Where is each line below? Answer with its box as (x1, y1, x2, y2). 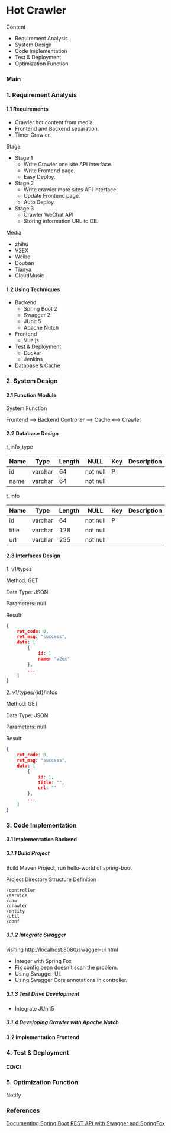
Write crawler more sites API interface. (23, 185, 118, 193)
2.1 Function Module (6, 392, 57, 399)
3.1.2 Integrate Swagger (6, 931, 66, 938)
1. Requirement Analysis (6, 90, 77, 99)
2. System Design (6, 377, 58, 385)
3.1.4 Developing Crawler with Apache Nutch (6, 1018, 120, 1025)
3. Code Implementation (6, 821, 77, 829)
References (6, 1106, 40, 1115)
